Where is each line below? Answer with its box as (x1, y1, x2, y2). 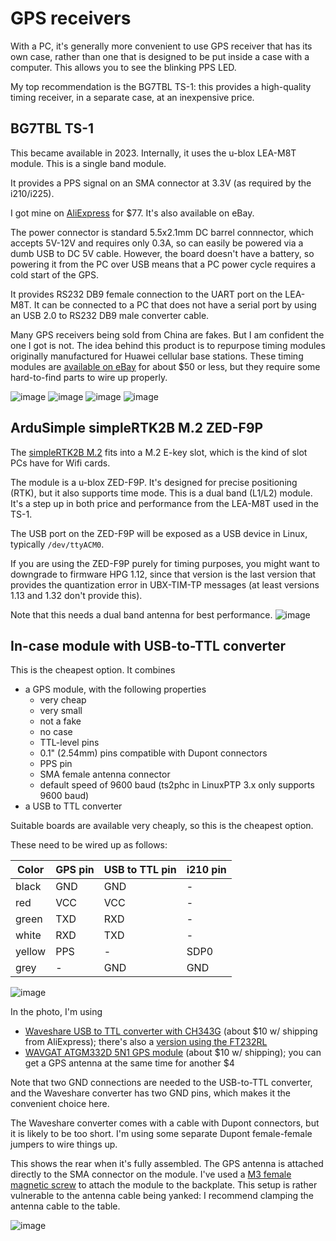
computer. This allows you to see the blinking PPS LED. (10, 61, 237, 73)
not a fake (39, 715, 82, 727)
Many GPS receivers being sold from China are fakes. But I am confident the (10, 328, 325, 341)
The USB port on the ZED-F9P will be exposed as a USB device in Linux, (10, 527, 308, 539)
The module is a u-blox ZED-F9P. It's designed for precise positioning (10, 476, 298, 488)
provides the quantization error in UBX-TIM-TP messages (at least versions (10, 578, 320, 591)
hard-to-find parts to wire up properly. (10, 371, 168, 383)
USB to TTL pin (103, 863, 177, 877)
